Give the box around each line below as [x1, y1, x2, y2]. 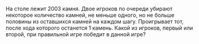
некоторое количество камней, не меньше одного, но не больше [5, 11, 175, 19]
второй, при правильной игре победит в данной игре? [5, 31, 146, 38]
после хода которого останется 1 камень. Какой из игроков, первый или [5, 24, 194, 31]
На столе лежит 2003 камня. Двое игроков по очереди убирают [5, 5, 173, 12]
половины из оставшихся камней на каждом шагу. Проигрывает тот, [5, 18, 184, 25]
